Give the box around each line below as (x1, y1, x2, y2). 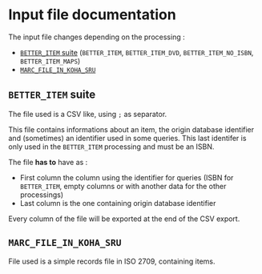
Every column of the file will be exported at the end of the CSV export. (8, 214, 240, 224)
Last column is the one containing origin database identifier (19, 198, 216, 208)
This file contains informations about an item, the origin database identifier (8, 124, 255, 134)
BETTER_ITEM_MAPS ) (19, 56, 81, 66)
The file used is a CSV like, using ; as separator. (8, 109, 167, 119)
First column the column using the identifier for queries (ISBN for (19, 172, 234, 182)
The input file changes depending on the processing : (8, 32, 186, 42)
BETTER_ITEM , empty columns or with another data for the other (19, 181, 227, 191)
